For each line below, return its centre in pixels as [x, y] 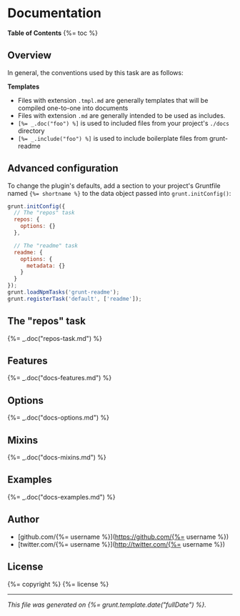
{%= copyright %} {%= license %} [58, 584]
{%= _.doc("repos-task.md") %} [55, 338]
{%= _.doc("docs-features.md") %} [60, 378]
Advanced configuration [63, 168]
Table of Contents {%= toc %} [53, 33]
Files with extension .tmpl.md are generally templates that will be [113, 100]
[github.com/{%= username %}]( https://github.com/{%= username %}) [123, 537]
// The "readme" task [46, 245]
